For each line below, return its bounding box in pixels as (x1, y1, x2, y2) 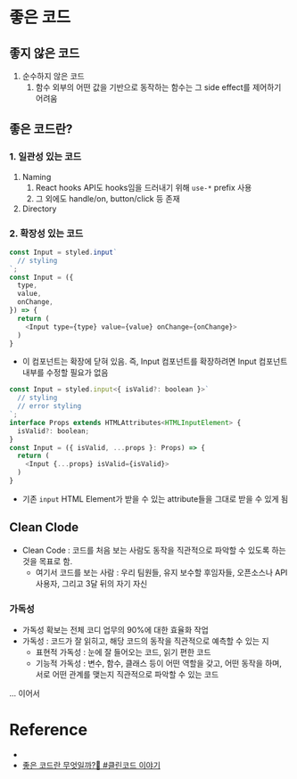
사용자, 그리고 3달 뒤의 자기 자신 (35, 578, 148, 588)
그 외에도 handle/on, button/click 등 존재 (35, 193, 180, 204)
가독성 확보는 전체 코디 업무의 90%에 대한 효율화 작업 (21, 625, 210, 635)
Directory (21, 203, 57, 214)
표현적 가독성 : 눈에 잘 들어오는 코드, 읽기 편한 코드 (35, 647, 211, 658)
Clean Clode (9, 520, 79, 535)
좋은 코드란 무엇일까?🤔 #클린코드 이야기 (21, 760, 161, 771)
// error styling (17, 402, 82, 411)
